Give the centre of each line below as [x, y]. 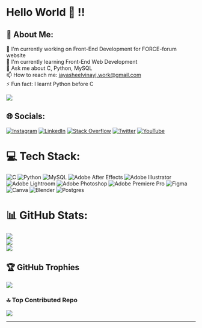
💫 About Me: [30, 35]
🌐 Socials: [26, 116]
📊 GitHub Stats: [47, 215]
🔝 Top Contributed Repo [42, 300]
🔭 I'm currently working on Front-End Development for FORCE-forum [92, 49]
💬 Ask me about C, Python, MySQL [49, 68]
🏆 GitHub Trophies [43, 268]
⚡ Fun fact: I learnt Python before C [50, 84]
